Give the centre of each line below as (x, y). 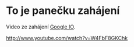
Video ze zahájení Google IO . (41, 27)
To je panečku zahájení (63, 11)
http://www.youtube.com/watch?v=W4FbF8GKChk (67, 38)
